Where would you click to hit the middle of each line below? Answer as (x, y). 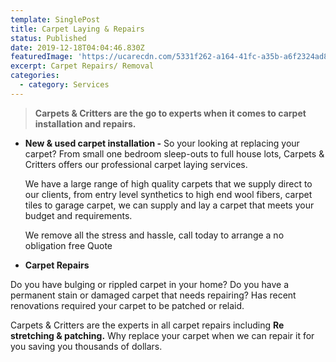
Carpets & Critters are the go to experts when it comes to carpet (170, 113)
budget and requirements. (78, 215)
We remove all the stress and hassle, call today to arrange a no (154, 235)
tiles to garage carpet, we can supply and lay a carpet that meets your (169, 205)
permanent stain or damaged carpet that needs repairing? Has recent (153, 295)
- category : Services (64, 85)
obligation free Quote (68, 245)
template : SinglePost (55, 19)
